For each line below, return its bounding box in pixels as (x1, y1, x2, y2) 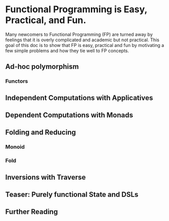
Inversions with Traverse (5, 173, 86, 182)
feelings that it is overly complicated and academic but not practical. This (5, 37, 160, 43)
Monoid (5, 143, 25, 151)
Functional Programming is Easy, (5, 4, 148, 15)
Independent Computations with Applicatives (5, 93, 153, 102)
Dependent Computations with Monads (5, 111, 133, 119)
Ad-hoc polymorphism (5, 62, 79, 71)
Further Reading (5, 208, 58, 216)
